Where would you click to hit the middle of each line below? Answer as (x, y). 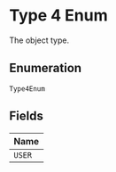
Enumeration (46, 68)
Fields (27, 116)
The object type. (39, 40)
